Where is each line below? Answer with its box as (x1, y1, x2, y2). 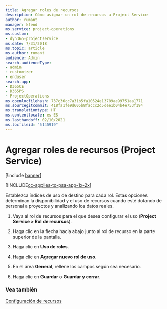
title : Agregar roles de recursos (5, 7, 79, 13)
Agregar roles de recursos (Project (5, 144, 156, 156)
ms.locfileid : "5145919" (5, 122, 58, 127)
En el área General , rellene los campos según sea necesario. (12, 263, 141, 269)
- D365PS (5, 88, 24, 94)
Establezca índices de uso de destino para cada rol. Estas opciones (5, 192, 148, 198)
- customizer (5, 70, 33, 75)
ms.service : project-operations (5, 27, 74, 32)
